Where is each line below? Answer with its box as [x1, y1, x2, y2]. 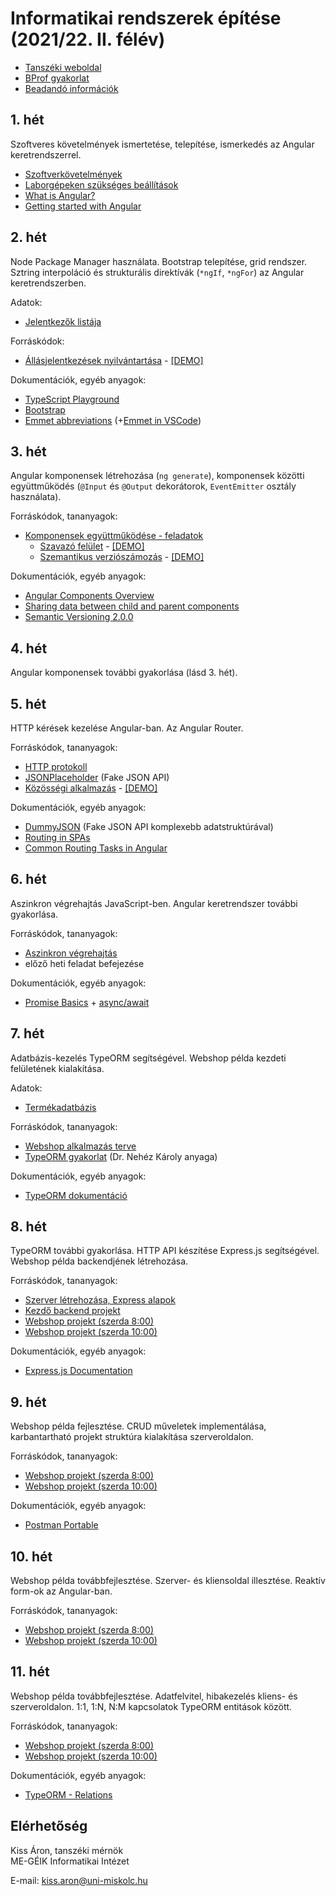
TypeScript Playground [24, 393, 120, 405]
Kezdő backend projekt [24, 1305, 121, 1317]
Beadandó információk [24, 82, 119, 94]
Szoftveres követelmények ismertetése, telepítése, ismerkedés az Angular [10, 138, 315, 150]
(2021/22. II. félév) [10, 28, 166, 51]
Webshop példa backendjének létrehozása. [10, 1255, 189, 1267]
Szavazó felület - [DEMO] [39, 540, 145, 552]
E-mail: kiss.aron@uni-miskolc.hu [10, 1874, 148, 1886]
